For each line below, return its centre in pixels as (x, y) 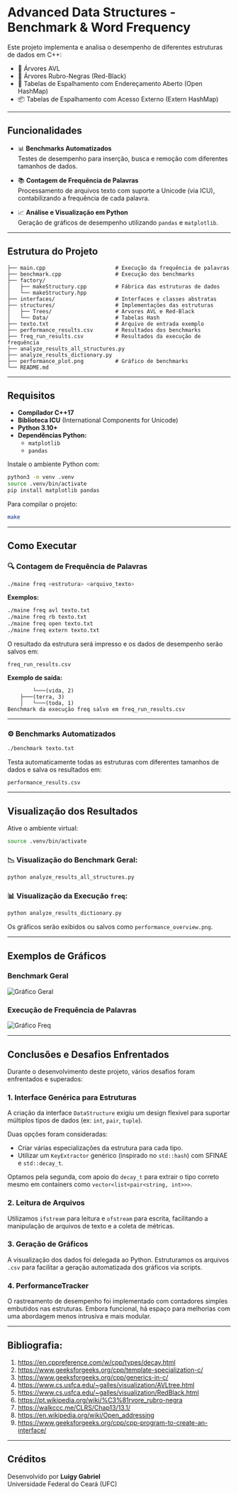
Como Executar (42, 546)
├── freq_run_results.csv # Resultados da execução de (104, 336)
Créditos (27, 1460)
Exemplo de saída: (35, 677)
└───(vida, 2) (53, 691)
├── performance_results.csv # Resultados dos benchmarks (104, 330)
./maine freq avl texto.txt (49, 611)
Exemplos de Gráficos (57, 956)
